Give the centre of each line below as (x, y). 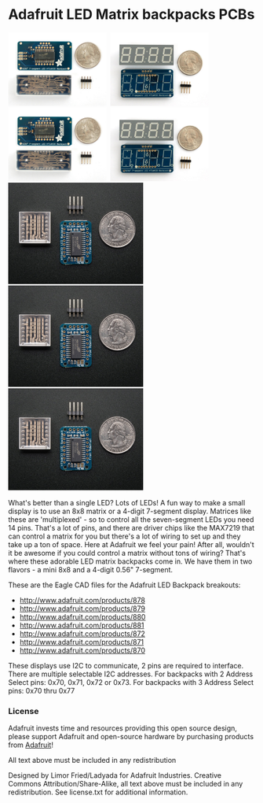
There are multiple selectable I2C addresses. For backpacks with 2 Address (131, 674)
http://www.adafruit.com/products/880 (82, 616)
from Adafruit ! (31, 745)
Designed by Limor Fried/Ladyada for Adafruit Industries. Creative (115, 775)
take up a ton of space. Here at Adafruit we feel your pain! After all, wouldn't (131, 544)
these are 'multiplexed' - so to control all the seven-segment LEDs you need (131, 519)
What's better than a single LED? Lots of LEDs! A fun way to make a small (127, 502)
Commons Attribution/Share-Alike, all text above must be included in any (126, 783)
